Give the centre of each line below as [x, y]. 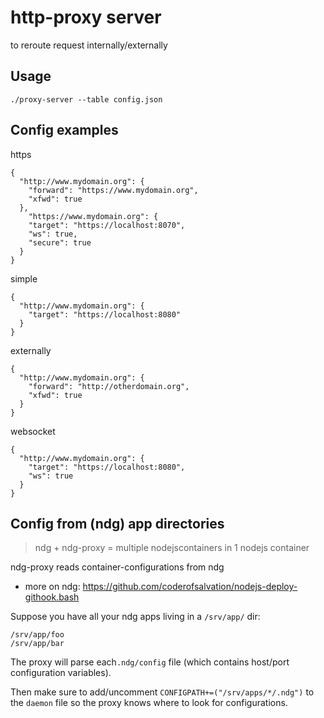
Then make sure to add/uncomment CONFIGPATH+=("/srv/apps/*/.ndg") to [162, 692]
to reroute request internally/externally [89, 45]
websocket [33, 431]
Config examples [64, 130]
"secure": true [60, 242]
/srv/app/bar [37, 644]
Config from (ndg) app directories [117, 523]
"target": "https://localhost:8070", [107, 225]
